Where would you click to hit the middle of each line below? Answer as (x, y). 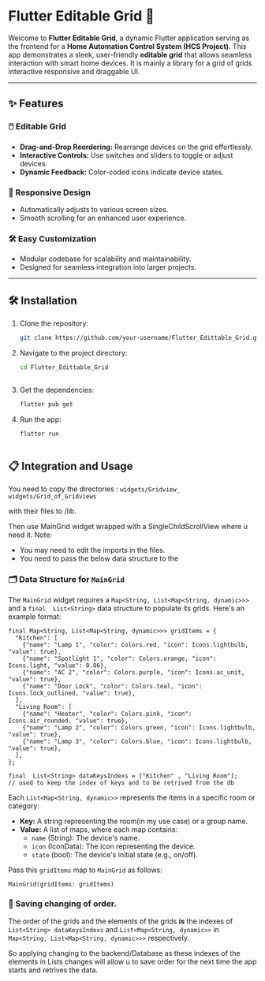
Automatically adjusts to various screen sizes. (94, 209)
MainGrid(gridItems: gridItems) (61, 884)
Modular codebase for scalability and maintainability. (105, 259)
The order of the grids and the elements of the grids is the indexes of (121, 921)
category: (24, 806)
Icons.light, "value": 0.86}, (58, 666)
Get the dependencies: (57, 390)
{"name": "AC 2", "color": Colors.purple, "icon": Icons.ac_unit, (134, 672)
